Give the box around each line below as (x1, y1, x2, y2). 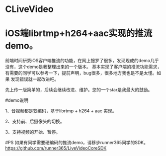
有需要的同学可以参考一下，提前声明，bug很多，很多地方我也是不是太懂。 (5, 70, 157, 76)
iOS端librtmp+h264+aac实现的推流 (5, 28, 153, 39)
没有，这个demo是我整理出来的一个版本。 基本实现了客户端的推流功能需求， (5, 64, 162, 70)
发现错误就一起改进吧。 (10, 76, 59, 82)
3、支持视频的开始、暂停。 (5, 129, 61, 135)
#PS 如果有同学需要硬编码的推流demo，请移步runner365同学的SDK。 (5, 140, 148, 146)
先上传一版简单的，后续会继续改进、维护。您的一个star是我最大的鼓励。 (5, 87, 153, 93)
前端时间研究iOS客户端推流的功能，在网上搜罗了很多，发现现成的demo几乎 (5, 58, 159, 64)
